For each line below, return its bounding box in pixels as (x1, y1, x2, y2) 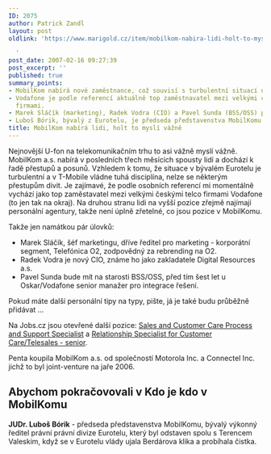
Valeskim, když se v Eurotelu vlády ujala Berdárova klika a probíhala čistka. (8, 436, 257, 446)
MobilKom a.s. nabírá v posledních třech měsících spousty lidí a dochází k (8, 154, 254, 164)
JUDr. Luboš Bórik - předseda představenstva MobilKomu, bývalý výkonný (8, 419, 258, 429)
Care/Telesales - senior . (8, 337, 88, 347)
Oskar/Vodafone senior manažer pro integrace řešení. (19, 280, 199, 290)
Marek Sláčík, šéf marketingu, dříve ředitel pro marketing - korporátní (19, 238, 251, 247)
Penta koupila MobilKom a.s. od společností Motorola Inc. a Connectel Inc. (8, 353, 256, 363)
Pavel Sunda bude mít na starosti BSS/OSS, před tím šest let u (19, 271, 226, 281)
